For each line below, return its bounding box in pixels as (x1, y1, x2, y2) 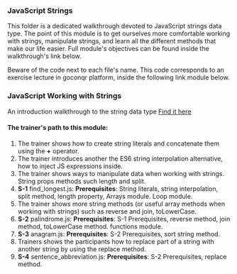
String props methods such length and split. (17, 177, 146, 185)
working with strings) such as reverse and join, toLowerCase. (17, 207, 197, 215)
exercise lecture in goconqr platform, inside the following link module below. (7, 73, 230, 82)
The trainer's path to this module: (7, 124, 109, 132)
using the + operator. (17, 146, 79, 155)
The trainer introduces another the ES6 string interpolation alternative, (17, 154, 224, 163)
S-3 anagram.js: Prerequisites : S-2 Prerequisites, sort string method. (17, 229, 221, 238)
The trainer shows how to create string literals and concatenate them (17, 139, 220, 148)
